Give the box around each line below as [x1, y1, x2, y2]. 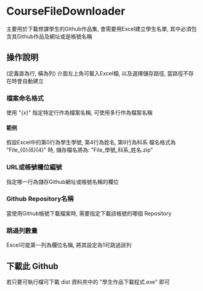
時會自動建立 [11, 77, 44, 85]
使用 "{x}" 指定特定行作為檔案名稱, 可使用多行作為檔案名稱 [6, 109, 153, 116]
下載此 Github [6, 261, 59, 272]
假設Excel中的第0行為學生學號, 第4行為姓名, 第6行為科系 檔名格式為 [6, 139, 176, 146]
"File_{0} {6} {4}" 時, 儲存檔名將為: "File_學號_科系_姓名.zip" [6, 146, 153, 153]
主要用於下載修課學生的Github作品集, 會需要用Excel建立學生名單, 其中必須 [6, 25, 191, 32]
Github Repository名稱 [6, 195, 74, 203]
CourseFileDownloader [6, 4, 126, 18]
